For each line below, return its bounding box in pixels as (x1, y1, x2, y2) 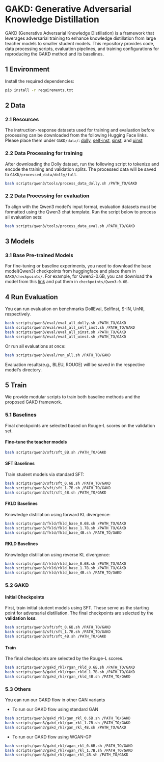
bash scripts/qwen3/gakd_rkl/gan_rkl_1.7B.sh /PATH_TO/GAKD (5, 720, 131, 725)
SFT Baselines (5, 460, 35, 467)
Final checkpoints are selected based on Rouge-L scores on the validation (5, 422, 155, 428)
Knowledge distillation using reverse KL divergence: (5, 552, 110, 557)
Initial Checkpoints (5, 594, 45, 600)
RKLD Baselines (5, 541, 38, 547)
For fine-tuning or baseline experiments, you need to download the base (5, 263, 152, 269)
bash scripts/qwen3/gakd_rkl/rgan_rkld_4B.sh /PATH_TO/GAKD (5, 674, 131, 679)
